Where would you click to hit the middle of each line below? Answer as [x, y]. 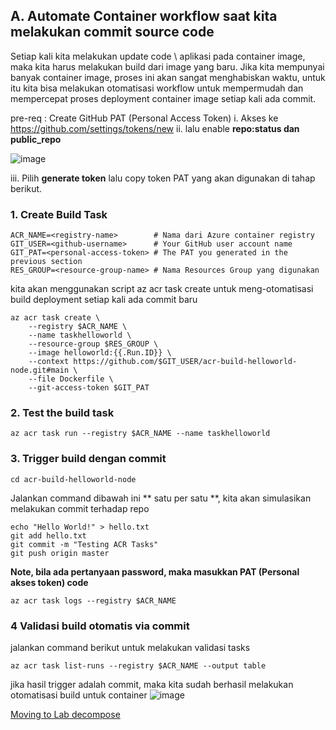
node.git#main [40, 370]
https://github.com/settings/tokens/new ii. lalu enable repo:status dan [155, 128]
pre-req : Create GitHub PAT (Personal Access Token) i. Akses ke [144, 118]
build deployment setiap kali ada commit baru [104, 300]
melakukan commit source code [112, 32]
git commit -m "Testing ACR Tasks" [84, 544]
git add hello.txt [48, 535]
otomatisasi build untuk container [79, 695]
